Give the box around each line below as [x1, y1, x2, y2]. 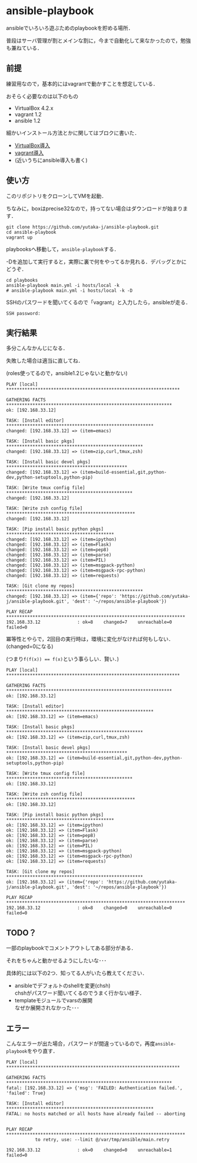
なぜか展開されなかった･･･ [14, 1004, 79, 1011]
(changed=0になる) [6, 643, 54, 650]
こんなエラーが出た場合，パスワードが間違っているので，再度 [6, 1040, 155, 1047]
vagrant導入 [14, 149, 44, 156]
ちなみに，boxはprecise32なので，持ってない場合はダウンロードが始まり [6, 205, 183, 212]
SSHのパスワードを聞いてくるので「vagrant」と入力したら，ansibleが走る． [6, 298, 191, 305]
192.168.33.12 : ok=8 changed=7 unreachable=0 [6, 619, 172, 626]
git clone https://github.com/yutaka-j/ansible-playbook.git [6, 224, 159, 230]
